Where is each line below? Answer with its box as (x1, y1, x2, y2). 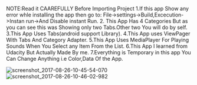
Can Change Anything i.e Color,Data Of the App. (6, 55, 123, 62)
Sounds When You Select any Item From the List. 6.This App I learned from (6, 42, 188, 50)
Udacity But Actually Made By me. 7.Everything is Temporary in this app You (6, 49, 192, 55)
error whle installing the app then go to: (6, 11, 102, 18)
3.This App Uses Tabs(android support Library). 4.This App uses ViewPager (6, 30, 191, 37)
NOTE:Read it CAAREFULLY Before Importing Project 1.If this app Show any (6, 5, 189, 12)
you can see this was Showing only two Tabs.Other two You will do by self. (6, 24, 188, 31)
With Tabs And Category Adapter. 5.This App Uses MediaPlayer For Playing (6, 37, 189, 43)
